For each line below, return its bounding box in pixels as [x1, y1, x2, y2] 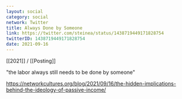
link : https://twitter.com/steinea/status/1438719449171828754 [6, 30, 164, 36]
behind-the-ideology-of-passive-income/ [6, 86, 106, 93]
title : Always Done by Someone [6, 25, 83, 31]
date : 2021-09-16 [6, 42, 49, 47]
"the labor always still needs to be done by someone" [6, 69, 136, 76]
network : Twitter [6, 19, 49, 25]
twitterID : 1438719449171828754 [6, 36, 85, 42]
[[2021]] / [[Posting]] [6, 57, 56, 64]
